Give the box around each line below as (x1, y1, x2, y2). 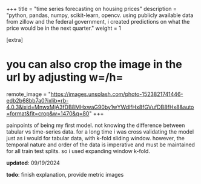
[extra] (6, 36, 23, 43)
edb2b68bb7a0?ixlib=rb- (6, 97, 69, 104)
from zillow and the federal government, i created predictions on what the (6, 18, 190, 25)
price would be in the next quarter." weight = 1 (6, 24, 121, 32)
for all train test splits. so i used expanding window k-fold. (6, 147, 150, 154)
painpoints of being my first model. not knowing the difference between (6, 121, 185, 129)
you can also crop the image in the (6, 58, 183, 72)
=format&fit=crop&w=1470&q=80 (6, 109, 90, 117)
